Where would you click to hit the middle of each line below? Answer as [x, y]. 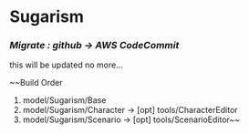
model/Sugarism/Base [64, 100]
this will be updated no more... [66, 65]
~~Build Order [36, 83]
